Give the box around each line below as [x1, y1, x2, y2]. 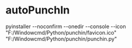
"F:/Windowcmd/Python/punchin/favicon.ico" [5, 29, 117, 36]
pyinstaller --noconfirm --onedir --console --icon [5, 23, 126, 30]
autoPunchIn [5, 4, 70, 17]
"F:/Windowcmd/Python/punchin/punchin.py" [5, 35, 117, 42]
